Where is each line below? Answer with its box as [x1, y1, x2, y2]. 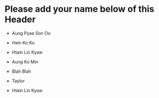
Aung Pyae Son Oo [11, 30, 51, 36]
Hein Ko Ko [11, 39, 35, 45]
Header [4, 14, 36, 25]
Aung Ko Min [11, 59, 39, 65]
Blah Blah [11, 68, 32, 74]
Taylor [11, 78, 25, 84]
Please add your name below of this [4, 3, 155, 15]
